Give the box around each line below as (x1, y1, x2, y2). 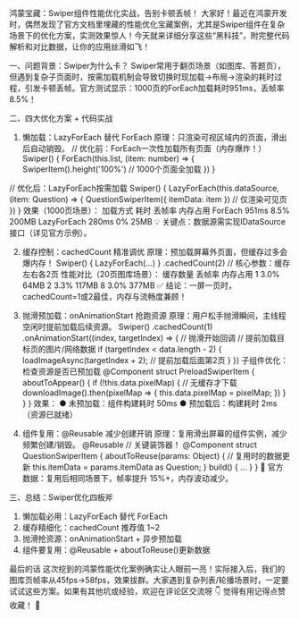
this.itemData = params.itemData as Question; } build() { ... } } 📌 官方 (32, 462, 284, 472)
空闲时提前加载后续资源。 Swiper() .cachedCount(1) (21, 321, 213, 332)
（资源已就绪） (21, 410, 78, 420)
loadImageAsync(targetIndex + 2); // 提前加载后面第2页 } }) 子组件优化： (21, 355, 288, 365)
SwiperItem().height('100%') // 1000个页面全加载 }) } (21, 164, 216, 174)
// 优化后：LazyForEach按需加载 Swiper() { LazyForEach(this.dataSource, (9, 182, 279, 193)
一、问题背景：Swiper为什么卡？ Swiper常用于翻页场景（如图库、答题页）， (9, 61, 286, 71)
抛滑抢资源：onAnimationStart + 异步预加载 (21, 533, 183, 544)
